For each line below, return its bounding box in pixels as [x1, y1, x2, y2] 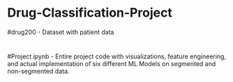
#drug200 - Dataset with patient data [7, 28, 114, 36]
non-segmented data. [7, 67, 70, 76]
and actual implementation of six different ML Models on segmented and [7, 60, 216, 68]
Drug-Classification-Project [7, 5, 172, 21]
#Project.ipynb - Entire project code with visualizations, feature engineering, [7, 52, 227, 60]
